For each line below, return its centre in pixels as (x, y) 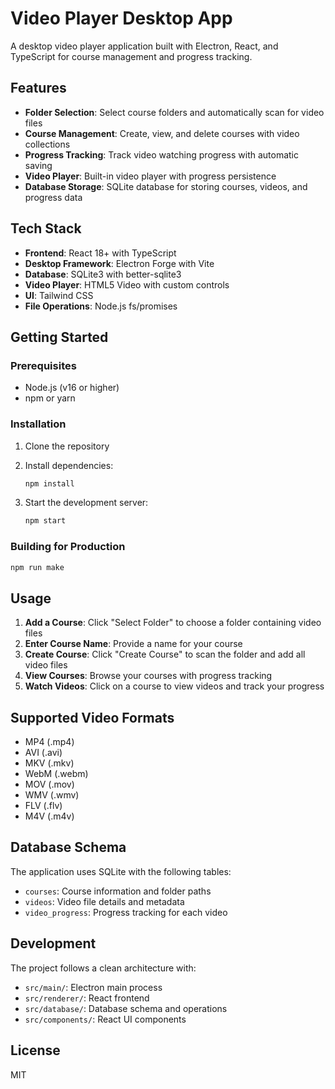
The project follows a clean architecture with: (103, 968)
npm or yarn (50, 398)
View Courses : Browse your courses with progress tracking (148, 676)
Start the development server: (86, 503)
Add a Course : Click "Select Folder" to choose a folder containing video (173, 623)
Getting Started (59, 337)
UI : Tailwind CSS (59, 295)
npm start (45, 521)
